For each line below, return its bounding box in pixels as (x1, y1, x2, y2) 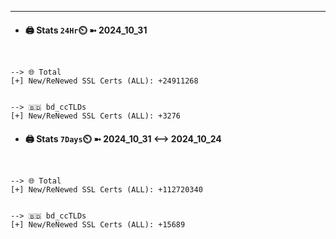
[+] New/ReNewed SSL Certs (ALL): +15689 (10, 220, 186, 230)
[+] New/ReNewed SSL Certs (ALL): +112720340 (10, 185, 203, 195)
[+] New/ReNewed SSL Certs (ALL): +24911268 (10, 76, 199, 86)
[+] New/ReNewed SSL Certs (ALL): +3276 (10, 111, 182, 121)
